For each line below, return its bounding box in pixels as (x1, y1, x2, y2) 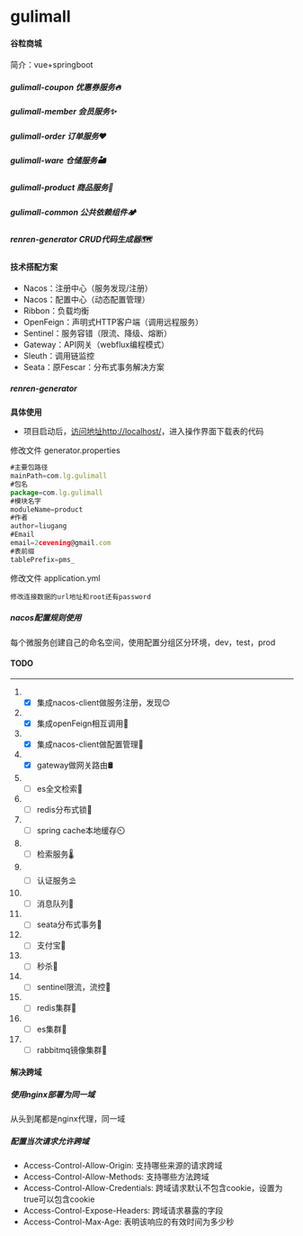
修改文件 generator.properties (10, 445, 120, 456)
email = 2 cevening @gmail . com (10, 539, 111, 548)
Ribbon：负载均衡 (22, 305, 90, 316)
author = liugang (10, 522, 67, 531)
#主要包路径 (10, 463, 49, 472)
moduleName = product (10, 504, 84, 514)
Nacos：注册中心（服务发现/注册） (22, 283, 154, 294)
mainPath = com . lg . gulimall (10, 471, 107, 481)
